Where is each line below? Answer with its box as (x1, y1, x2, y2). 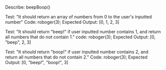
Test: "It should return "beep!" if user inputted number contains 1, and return (5, 29, 161, 34)
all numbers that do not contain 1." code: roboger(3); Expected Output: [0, (5, 34, 156, 40)
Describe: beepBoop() (5, 4, 51, 10)
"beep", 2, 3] (5, 39, 31, 45)
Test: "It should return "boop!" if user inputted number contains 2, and (5, 49, 149, 55)
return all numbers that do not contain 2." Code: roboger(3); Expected (5, 54, 148, 60)
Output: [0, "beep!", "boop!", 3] (5, 60, 68, 65)
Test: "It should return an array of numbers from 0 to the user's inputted (5, 14, 152, 19)
